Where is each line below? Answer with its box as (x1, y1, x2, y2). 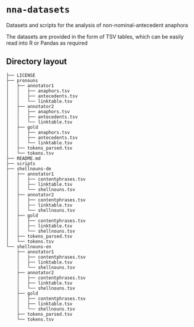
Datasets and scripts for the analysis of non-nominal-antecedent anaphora (6, 21, 188, 28)
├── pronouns (6, 77, 38, 84)
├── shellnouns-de (6, 166, 51, 172)
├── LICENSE (6, 72, 35, 78)
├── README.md (6, 155, 41, 161)
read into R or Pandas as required (6, 39, 88, 46)
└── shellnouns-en (6, 243, 51, 250)
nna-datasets (6, 4, 70, 15)
